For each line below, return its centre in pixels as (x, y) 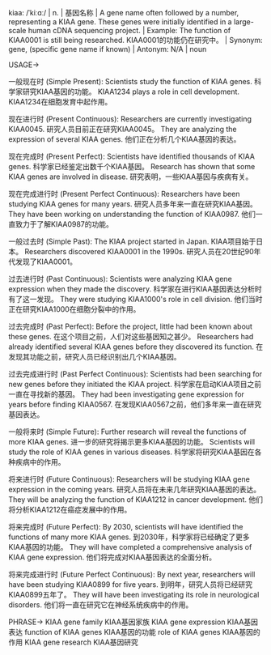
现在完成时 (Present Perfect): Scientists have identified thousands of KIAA (131, 156)
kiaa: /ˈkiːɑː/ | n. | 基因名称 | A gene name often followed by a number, (124, 13)
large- (244, 22)
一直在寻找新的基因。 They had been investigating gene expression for (127, 394)
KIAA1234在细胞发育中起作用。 (60, 102)
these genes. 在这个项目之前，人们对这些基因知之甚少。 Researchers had (131, 336)
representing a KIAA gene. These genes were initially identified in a (120, 22)
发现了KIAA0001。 (46, 262)
